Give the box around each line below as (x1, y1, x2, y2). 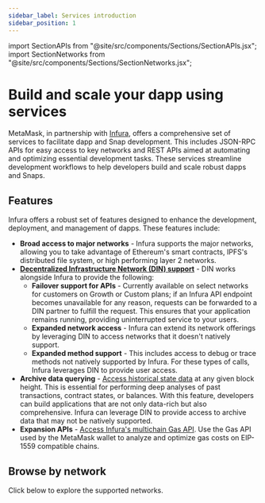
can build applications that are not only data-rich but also (19, 399, 208, 409)
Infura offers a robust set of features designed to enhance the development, (8, 215, 257, 225)
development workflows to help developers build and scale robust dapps (8, 162, 247, 172)
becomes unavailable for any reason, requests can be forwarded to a (31, 298, 258, 308)
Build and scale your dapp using (8, 85, 224, 103)
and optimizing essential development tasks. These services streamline (8, 154, 242, 164)
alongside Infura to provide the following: (19, 273, 155, 282)
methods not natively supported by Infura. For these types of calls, (31, 357, 250, 366)
